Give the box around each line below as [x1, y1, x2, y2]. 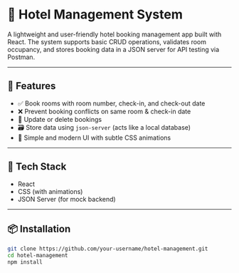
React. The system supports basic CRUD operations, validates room [7, 37, 206, 46]
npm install [7, 259, 43, 266]
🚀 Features [7, 80, 56, 92]
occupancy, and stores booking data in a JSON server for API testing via [7, 45, 220, 53]
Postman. [7, 53, 36, 61]
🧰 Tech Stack [7, 160, 67, 173]
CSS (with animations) [17, 187, 83, 195]
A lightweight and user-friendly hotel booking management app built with [7, 30, 222, 38]
